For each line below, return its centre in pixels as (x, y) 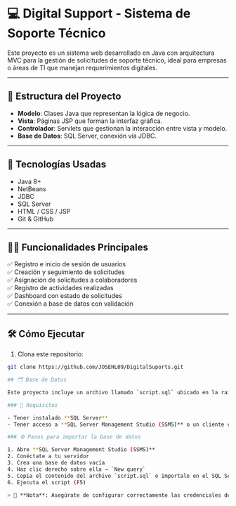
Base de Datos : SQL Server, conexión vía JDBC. (87, 136)
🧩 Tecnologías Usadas (57, 165)
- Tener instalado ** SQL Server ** (58, 418)
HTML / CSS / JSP (44, 211)
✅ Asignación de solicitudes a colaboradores (72, 280)
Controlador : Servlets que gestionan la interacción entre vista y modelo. (122, 128)
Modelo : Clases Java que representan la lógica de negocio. (104, 113)
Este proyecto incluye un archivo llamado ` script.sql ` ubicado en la (113, 392)
